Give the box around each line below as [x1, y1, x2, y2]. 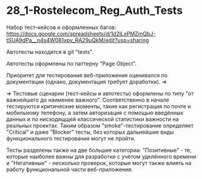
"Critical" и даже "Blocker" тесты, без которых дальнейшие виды [6, 128, 174, 135]
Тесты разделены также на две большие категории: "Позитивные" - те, [6, 146, 192, 154]
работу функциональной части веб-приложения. [6, 166, 133, 173]
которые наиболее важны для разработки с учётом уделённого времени [6, 152, 197, 160]
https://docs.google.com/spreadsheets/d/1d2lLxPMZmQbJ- [6, 30, 156, 37]
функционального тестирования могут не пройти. [6, 134, 136, 142]
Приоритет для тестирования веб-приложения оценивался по [6, 71, 168, 79]
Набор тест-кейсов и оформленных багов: [6, 24, 116, 31]
